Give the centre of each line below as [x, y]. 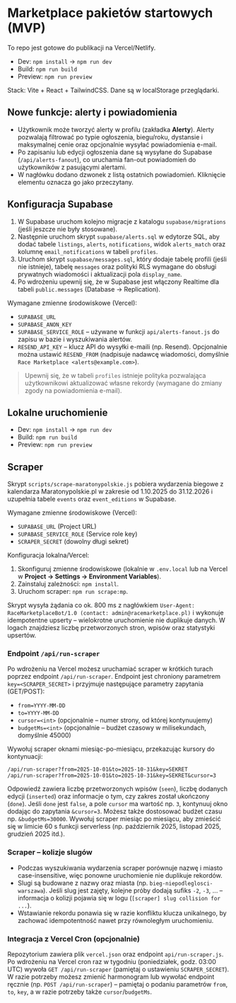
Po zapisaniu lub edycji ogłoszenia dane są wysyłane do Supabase [115, 152]
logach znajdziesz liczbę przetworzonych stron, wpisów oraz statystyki [111, 628]
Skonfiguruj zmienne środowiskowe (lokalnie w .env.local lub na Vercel [123, 569]
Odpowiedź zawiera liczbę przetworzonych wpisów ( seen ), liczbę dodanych [118, 789]
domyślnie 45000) [45, 735]
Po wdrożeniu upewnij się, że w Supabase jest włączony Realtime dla [118, 282]
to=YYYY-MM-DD [38, 713]
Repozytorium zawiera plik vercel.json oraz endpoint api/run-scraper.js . [116, 954]
